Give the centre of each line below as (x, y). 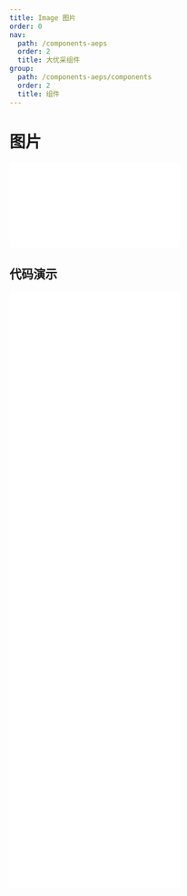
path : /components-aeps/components (85, 77)
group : (22, 69)
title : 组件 (39, 94)
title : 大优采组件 (49, 60)
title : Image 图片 (43, 18)
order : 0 (26, 26)
